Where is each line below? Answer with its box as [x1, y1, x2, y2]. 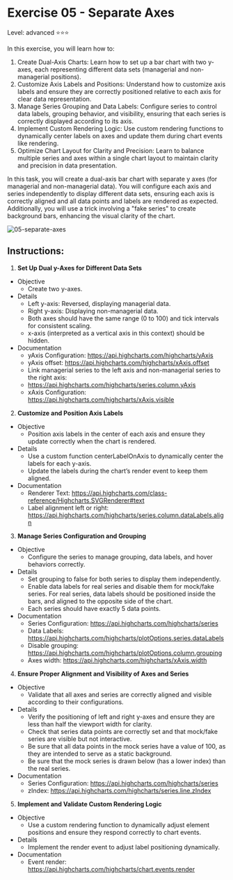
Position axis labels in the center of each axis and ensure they [27, 430, 205, 438]
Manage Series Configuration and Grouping [17, 532, 147, 540]
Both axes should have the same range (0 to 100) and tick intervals [27, 314, 219, 323]
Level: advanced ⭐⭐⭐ [7, 28, 70, 36]
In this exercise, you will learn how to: [7, 44, 115, 53]
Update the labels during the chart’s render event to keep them [27, 466, 208, 475]
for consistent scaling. [27, 321, 92, 329]
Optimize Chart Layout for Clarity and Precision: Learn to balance [17, 146, 204, 154]
